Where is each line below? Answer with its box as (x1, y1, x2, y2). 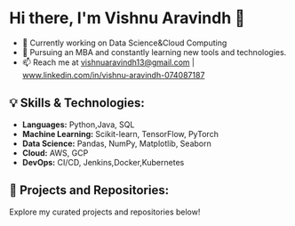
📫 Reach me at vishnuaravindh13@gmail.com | (21, 57, 195, 68)
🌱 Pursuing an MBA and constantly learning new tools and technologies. (21, 46, 287, 57)
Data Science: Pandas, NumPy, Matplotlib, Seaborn (21, 138, 211, 149)
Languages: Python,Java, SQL (21, 119, 135, 130)
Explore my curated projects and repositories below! (9, 206, 201, 217)
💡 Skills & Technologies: (9, 95, 145, 110)
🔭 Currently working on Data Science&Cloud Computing (21, 37, 227, 48)
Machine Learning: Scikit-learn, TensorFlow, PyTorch (21, 128, 219, 139)
